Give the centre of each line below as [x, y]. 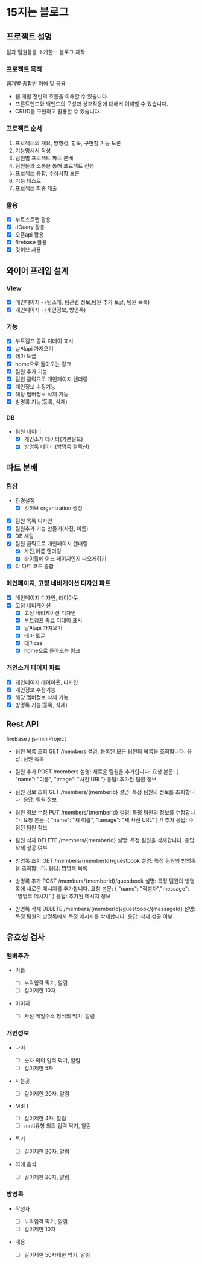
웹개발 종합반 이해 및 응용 [36, 84]
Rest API [23, 724]
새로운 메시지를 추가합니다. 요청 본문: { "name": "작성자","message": [108, 888]
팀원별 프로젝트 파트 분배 [44, 158]
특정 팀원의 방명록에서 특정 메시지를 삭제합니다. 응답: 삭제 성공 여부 [94, 916]
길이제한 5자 [39, 1068]
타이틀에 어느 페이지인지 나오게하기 [65, 559]
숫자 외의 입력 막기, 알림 [52, 1060]
